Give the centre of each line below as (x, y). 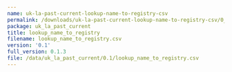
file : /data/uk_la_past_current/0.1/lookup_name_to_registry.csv (103, 58)
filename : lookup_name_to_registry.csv (65, 39)
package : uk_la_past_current (49, 26)
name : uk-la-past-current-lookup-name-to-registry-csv (88, 13)
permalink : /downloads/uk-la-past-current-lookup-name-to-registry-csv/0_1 (118, 20)
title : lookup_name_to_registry (54, 33)
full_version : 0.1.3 (37, 52)
